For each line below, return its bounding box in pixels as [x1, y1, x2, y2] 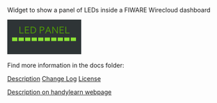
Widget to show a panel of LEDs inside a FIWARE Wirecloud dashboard [7, 6, 211, 14]
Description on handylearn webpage [7, 88, 112, 96]
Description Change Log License [7, 75, 102, 82]
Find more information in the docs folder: [7, 62, 124, 69]
